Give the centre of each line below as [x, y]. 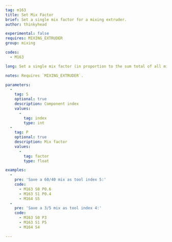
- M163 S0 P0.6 [35, 189]
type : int [34, 123]
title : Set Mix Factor [29, 15]
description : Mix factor [41, 142]
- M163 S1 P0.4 [35, 194]
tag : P [21, 133]
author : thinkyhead [26, 24]
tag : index [35, 118]
